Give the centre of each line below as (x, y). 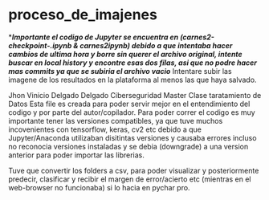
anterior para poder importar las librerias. (76, 155)
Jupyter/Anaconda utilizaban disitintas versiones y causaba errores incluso (132, 137)
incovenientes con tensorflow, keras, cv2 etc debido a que (105, 129)
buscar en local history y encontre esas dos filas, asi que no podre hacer (133, 63)
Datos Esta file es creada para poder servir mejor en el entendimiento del (129, 104)
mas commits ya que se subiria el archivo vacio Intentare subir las (120, 71)
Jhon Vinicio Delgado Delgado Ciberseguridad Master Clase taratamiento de (135, 95)
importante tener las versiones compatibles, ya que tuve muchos (116, 120)
